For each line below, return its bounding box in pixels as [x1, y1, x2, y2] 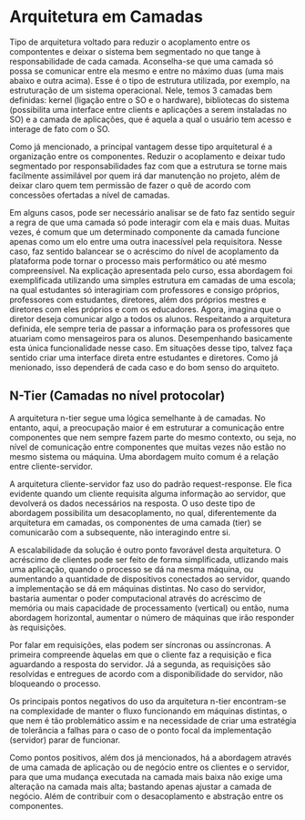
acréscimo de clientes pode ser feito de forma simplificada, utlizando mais [9, 553, 289, 565]
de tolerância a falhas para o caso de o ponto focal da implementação [9, 724, 272, 735]
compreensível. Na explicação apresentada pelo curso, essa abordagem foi [9, 265, 293, 276]
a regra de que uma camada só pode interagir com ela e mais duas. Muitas [9, 217, 290, 228]
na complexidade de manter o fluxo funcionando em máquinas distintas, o [9, 705, 288, 716]
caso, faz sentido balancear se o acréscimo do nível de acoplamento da [9, 246, 280, 257]
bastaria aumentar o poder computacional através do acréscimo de [9, 592, 262, 603]
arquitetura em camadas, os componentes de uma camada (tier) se [9, 517, 262, 528]
